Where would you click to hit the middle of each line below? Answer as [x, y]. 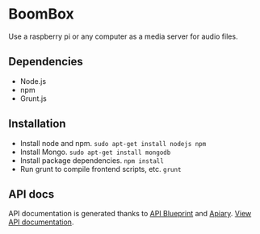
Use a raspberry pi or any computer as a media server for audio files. [123, 36]
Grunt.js [33, 98]
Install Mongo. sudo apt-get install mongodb [95, 152]
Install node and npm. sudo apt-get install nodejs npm [113, 143]
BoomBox [41, 14]
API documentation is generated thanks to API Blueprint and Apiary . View [130, 214]
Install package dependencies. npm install [92, 160]
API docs [31, 194]
